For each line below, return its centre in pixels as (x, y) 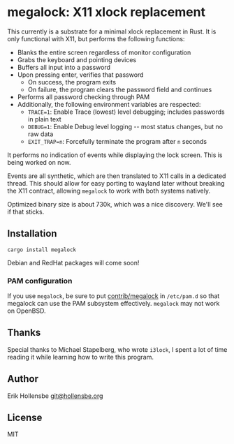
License (25, 418)
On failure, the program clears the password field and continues (120, 89)
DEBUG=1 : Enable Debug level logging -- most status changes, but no (125, 126)
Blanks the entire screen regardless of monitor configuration (104, 52)
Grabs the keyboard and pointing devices (77, 59)
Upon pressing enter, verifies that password (80, 75)
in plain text (44, 119)
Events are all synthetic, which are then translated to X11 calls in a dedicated (117, 176)
